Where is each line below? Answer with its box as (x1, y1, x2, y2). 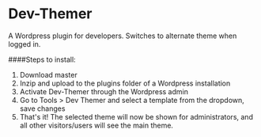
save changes (19, 104, 66, 113)
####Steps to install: (8, 55, 77, 64)
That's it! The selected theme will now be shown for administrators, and (19, 112, 253, 121)
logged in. (8, 39, 41, 48)
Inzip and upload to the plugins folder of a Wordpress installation (19, 78, 231, 88)
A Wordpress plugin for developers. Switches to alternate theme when (8, 31, 237, 40)
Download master (19, 70, 78, 79)
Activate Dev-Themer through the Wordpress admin (19, 86, 188, 96)
